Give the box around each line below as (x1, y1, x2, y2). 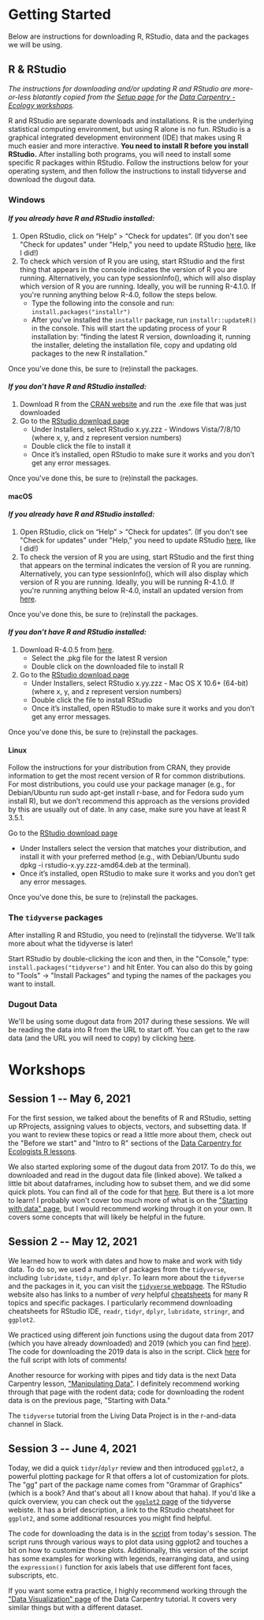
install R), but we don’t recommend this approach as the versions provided (8, 797, 250, 806)
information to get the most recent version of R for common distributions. (8, 771, 246, 781)
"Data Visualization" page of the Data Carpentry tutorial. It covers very (8, 1594, 237, 1603)
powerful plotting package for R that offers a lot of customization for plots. (8, 1471, 250, 1480)
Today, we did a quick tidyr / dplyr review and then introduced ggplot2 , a (8, 1463, 244, 1473)
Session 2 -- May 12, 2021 (8, 1235, 138, 1249)
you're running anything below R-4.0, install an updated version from (19, 585, 244, 595)
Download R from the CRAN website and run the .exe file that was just (19, 400, 247, 409)
